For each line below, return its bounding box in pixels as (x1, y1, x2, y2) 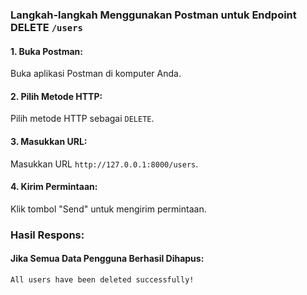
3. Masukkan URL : (10, 135, 88, 147)
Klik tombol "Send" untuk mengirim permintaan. (10, 203, 207, 215)
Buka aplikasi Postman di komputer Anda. (10, 68, 182, 80)
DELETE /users (10, 20, 83, 34)
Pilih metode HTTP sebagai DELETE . (10, 113, 155, 125)
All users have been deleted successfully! (10, 274, 195, 285)
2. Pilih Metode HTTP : (10, 90, 103, 102)
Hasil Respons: (10, 228, 85, 242)
